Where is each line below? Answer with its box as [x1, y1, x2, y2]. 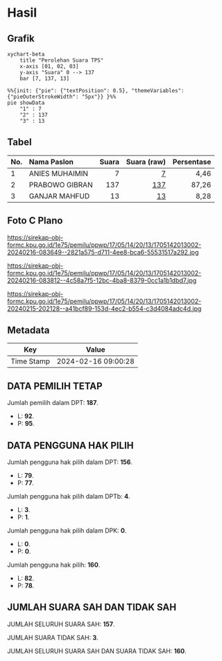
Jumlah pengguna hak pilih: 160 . [7, 560, 101, 569]
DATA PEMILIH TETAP [7, 380, 103, 392]
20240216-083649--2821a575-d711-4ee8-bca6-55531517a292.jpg [7, 248, 199, 256]
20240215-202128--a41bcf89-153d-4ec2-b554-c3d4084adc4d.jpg [7, 304, 202, 313]
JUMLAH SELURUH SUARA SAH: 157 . [7, 619, 115, 628]
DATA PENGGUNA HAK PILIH [7, 439, 134, 452]
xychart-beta [7, 51, 45, 58]
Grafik [7, 33, 35, 44]
